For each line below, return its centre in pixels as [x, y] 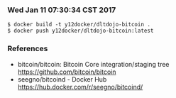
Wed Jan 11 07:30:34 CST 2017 [62, 10]
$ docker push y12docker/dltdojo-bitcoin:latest [81, 31]
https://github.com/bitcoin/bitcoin [67, 72]
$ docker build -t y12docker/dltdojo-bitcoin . [79, 25]
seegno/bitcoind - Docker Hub [62, 79]
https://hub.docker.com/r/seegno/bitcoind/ [80, 87]
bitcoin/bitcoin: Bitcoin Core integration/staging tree [93, 64]
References [28, 49]
